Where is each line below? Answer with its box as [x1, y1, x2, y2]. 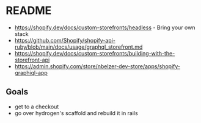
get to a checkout [14, 103, 59, 110]
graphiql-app [14, 69, 48, 76]
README [5, 4, 52, 18]
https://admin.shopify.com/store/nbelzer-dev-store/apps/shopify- [14, 62, 181, 70]
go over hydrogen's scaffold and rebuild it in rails [14, 109, 138, 116]
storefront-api [14, 56, 50, 63]
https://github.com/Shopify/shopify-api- [14, 37, 115, 44]
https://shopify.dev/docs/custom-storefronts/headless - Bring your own [14, 24, 196, 31]
